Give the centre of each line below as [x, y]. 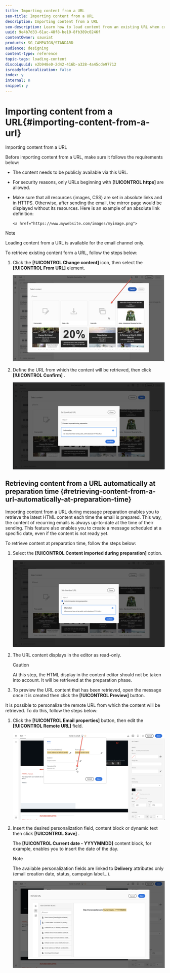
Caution [21, 665]
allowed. [21, 187]
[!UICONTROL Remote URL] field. [48, 726]
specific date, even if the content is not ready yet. [57, 533]
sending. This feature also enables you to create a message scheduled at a [83, 528]
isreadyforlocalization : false [38, 70]
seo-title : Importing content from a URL [50, 16]
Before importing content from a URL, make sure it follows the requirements [84, 157]
